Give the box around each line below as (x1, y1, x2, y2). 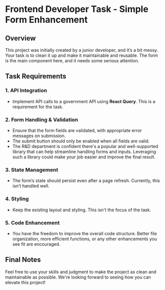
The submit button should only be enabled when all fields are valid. (12, 138, 150, 144)
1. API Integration (5, 87, 47, 94)
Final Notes (5, 256, 41, 264)
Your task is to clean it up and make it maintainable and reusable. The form (5, 52, 158, 58)
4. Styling (5, 195, 29, 202)
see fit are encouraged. (12, 241, 61, 247)
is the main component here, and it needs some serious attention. (5, 58, 140, 63)
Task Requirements (5, 72, 67, 81)
